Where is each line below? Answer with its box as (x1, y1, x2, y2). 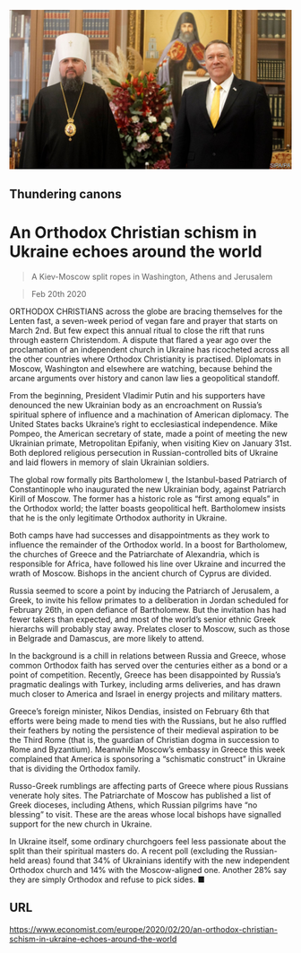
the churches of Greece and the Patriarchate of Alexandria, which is (9, 548, 260, 559)
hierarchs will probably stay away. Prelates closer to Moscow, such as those (9, 623, 290, 634)
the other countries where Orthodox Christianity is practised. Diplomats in (9, 354, 281, 364)
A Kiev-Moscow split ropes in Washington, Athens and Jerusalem (30, 271, 273, 282)
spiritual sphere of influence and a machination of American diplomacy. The (9, 409, 289, 420)
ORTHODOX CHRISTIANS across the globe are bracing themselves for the (9, 306, 283, 317)
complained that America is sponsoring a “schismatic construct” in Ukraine (9, 753, 287, 764)
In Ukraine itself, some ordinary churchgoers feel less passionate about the (9, 835, 287, 846)
